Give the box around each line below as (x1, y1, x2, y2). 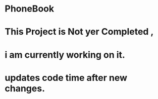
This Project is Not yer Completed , (5, 26, 154, 38)
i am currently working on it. (5, 49, 126, 60)
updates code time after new (5, 72, 127, 83)
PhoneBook (5, 3, 54, 15)
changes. (5, 82, 45, 94)
